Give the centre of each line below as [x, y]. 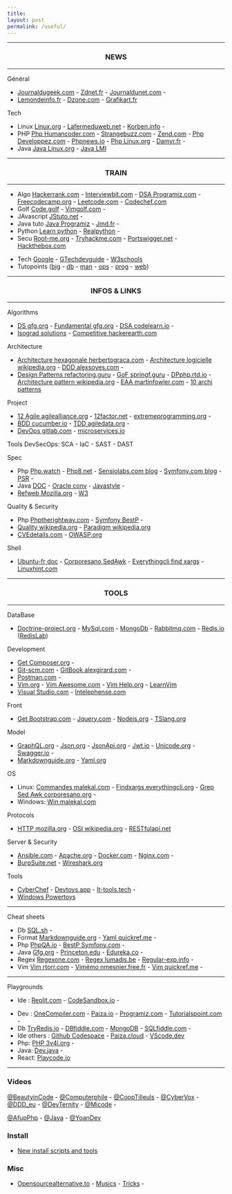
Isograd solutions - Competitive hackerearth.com [87, 333]
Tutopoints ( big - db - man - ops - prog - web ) [83, 266]
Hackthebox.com [41, 246]
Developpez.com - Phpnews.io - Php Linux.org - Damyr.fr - [101, 141]
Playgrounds [25, 986]
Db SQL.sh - [35, 930]
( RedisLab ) [32, 635]
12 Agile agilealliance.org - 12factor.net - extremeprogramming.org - [114, 416]
